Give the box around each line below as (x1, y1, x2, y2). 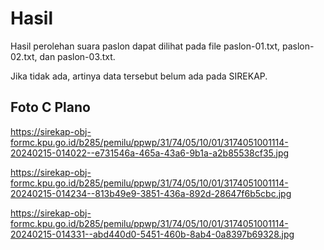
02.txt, (10, 50, 38, 62)
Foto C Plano (10, 99, 91, 116)
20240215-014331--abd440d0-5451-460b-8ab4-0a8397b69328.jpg (10, 228, 295, 240)
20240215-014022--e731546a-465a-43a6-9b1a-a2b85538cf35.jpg (10, 147, 290, 159)
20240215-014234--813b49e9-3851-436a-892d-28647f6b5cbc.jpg (10, 187, 292, 199)
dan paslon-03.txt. (39, 50, 116, 62)
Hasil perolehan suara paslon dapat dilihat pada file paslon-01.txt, (10, 40, 281, 52)
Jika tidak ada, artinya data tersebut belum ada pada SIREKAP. (10, 70, 268, 82)
